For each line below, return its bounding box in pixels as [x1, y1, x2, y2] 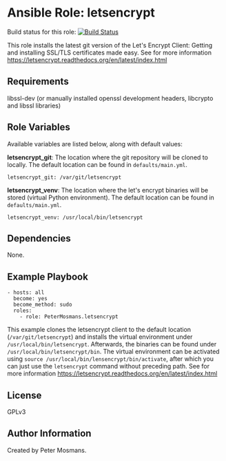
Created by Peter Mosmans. [7, 446, 87, 454]
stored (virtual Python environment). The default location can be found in [7, 193, 215, 202]
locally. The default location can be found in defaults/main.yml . [7, 160, 188, 168]
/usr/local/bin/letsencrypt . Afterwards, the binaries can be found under [7, 340, 217, 349]
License [7, 389, 42, 401]
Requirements [7, 76, 69, 88]
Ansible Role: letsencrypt [7, 5, 155, 21]
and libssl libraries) [7, 101, 61, 110]
